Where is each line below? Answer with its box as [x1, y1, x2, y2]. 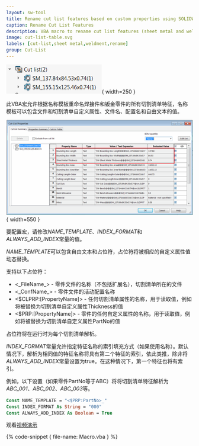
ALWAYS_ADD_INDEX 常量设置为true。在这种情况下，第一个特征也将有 [6, 357, 178, 364]
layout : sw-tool [6, 9, 46, 15]
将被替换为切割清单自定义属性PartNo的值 [20, 317, 120, 325]
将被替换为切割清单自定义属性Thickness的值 [14, 303, 123, 310]
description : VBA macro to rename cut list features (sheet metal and [6, 28, 184, 34]
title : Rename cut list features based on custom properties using [6, 15, 176, 22]
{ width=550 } [6, 216, 40, 223]
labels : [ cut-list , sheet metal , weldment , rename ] [6, 41, 129, 47]
